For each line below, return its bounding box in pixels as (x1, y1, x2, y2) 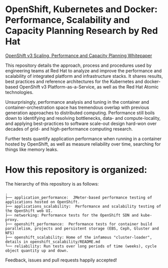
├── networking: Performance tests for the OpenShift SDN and (5, 212, 139, 218)
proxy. (5, 217, 19, 222)
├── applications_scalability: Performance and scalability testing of (5, 204, 161, 209)
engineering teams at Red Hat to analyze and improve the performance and (5, 67, 162, 74)
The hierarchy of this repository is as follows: (5, 181, 99, 187)
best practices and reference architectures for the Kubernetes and (5, 78, 143, 84)
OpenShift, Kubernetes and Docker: (5, 4, 158, 15)
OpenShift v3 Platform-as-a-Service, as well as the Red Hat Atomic (19, 83, 159, 90)
